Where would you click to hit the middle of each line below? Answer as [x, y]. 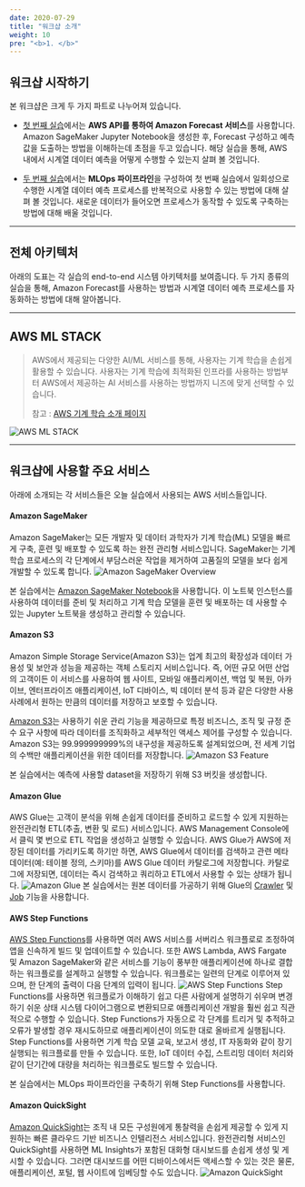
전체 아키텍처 [44, 252]
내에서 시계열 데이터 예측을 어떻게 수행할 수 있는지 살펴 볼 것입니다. [141, 159]
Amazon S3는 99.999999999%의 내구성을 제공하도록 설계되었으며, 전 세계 [144, 743]
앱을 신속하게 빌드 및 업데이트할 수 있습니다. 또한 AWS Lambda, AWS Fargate [148, 951]
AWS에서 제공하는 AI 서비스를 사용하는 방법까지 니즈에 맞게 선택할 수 [163, 382]
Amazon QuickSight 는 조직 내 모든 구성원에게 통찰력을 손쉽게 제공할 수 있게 [144, 1127]
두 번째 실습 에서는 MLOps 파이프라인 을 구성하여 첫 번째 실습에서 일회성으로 [156, 179]
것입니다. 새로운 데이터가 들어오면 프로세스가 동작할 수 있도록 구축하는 [166, 202]
